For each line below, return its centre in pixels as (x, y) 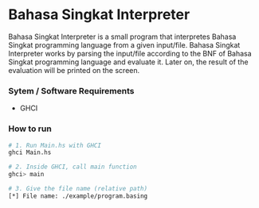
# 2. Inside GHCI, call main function (73, 167)
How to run (30, 129)
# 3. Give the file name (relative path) (78, 189)
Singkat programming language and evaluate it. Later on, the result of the (128, 62)
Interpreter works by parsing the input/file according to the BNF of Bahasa (130, 53)
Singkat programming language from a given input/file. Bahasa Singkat (124, 44)
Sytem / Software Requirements (71, 91)
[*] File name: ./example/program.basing (78, 196)
